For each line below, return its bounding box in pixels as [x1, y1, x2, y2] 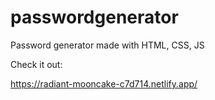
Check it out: [10, 58, 63, 70]
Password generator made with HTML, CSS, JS [10, 39, 205, 51]
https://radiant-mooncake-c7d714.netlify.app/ [10, 77, 198, 90]
